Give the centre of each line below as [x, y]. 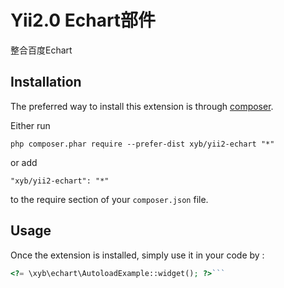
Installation [46, 82]
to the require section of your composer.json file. [109, 199]
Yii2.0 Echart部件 [83, 20]
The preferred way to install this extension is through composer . [142, 106]
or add [24, 162]
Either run [30, 125]
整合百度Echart [41, 50]
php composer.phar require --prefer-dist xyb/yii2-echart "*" [142, 144]
